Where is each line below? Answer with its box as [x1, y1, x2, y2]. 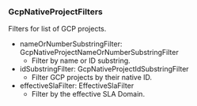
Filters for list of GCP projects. [8, 24, 107, 34]
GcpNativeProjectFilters [8, 6, 103, 17]
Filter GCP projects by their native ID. [31, 73, 153, 82]
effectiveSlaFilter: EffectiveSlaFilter [19, 81, 134, 90]
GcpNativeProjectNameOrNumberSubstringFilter [19, 48, 180, 57]
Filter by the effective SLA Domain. [31, 90, 145, 99]
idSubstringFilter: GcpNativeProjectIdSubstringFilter [19, 64, 189, 74]
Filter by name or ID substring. [31, 56, 131, 65]
